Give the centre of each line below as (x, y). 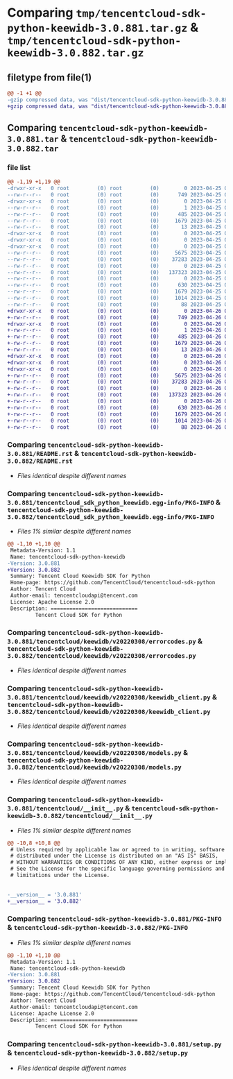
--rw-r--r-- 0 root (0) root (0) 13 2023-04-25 (114, 227)
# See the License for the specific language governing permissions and (118, 869)
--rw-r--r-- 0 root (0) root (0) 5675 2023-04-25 (114, 253)
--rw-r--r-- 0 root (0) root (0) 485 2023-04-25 (114, 214)
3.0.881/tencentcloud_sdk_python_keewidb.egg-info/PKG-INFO (111, 502)
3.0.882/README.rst (40, 461)
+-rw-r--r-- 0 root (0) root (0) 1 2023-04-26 (114, 330)
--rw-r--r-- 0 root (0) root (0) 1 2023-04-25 (114, 207)
